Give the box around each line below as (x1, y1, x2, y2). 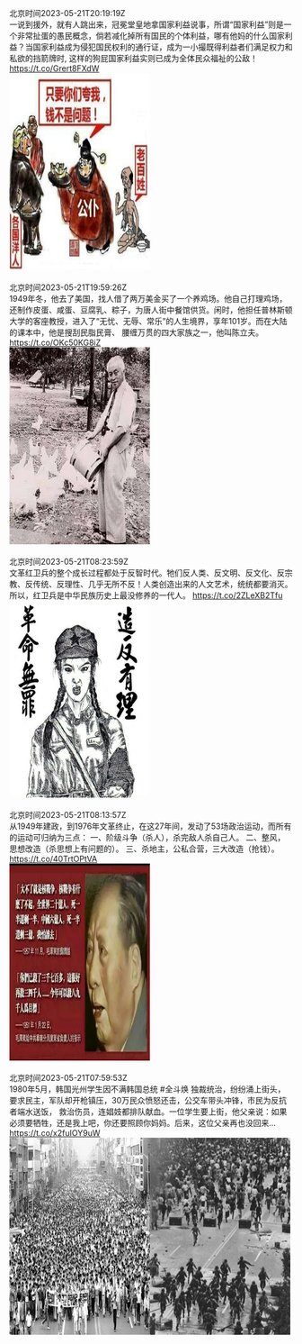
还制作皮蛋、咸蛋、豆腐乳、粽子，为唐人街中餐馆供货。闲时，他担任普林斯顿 (9, 304, 293, 315)
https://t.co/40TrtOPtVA (9, 854, 98, 864)
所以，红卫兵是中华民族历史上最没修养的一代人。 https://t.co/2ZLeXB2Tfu (9, 590, 283, 601)
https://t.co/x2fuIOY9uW (9, 1128, 101, 1138)
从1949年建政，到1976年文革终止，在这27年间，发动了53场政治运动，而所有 (9, 821, 292, 831)
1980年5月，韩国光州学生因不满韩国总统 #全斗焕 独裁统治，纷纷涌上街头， (9, 1084, 286, 1094)
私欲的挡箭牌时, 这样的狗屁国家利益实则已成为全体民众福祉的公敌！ (9, 53, 258, 63)
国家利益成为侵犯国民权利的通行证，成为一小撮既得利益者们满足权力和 (32, 41, 293, 52)
